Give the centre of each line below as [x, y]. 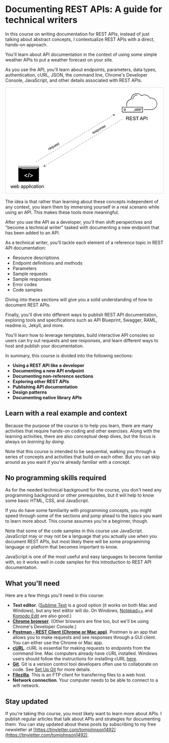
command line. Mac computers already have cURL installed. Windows [85, 653]
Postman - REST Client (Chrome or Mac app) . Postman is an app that [85, 632]
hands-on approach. [26, 44]
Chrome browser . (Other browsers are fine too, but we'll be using [81, 622]
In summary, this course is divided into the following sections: [69, 355]
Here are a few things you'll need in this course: [55, 595]
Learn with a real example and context [66, 414]
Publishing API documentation [45, 387]
